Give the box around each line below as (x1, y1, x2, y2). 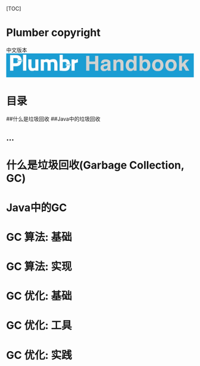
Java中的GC (6, 201, 67, 214)
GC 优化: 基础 (6, 289, 73, 303)
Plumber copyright (6, 26, 101, 39)
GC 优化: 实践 (6, 348, 73, 362)
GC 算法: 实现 (6, 260, 73, 273)
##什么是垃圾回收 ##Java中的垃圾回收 (6, 115, 101, 122)
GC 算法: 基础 (6, 230, 73, 244)
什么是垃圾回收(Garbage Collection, (6, 159, 185, 172)
